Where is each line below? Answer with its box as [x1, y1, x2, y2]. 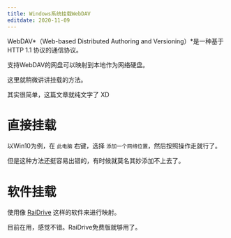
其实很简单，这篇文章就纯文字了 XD [7, 90, 110, 99]
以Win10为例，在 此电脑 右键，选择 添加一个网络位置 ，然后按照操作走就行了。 [7, 141, 222, 150]
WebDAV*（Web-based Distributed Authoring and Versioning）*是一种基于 [7, 36, 224, 45]
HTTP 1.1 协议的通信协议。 [7, 45, 82, 54]
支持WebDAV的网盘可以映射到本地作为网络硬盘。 [7, 60, 149, 69]
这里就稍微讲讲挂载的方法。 [7, 75, 87, 84]
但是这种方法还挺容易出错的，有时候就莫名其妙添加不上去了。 [7, 157, 185, 165]
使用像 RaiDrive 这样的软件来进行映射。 [7, 208, 121, 217]
